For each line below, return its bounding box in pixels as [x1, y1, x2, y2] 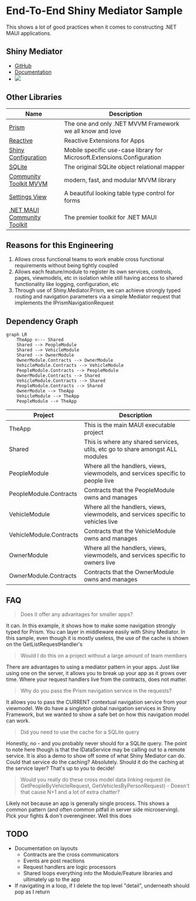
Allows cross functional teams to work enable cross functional [14, 256, 164, 263]
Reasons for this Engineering [6, 240, 114, 250]
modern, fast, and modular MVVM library [64, 176, 176, 184]
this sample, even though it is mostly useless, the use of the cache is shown [6, 635, 188, 641]
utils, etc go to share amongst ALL [83, 445, 177, 453]
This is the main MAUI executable [83, 421, 176, 429]
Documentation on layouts [14, 844, 78, 852]
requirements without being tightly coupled [14, 262, 118, 269]
